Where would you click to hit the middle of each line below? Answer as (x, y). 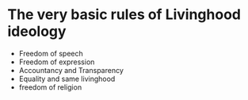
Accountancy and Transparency (71, 70)
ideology (37, 31)
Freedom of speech (51, 53)
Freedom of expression (57, 62)
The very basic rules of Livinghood (124, 15)
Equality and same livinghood (67, 79)
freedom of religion (50, 87)
